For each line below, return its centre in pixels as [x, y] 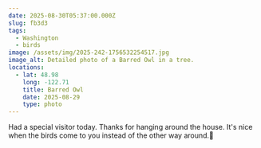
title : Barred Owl [53, 90]
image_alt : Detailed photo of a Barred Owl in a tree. [101, 60]
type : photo [42, 104]
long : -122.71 [46, 82]
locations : [26, 68]
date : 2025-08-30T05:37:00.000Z [62, 16]
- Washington [37, 38]
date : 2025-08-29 [51, 97]
